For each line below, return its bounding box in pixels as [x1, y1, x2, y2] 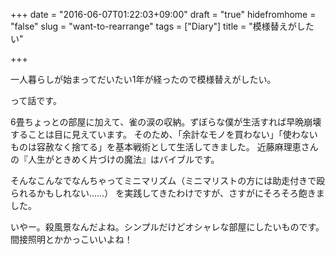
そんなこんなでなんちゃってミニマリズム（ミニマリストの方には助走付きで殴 [10, 175, 326, 186]
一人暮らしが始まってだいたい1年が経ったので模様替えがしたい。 [10, 74, 277, 85]
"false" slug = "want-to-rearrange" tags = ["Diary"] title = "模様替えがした [10, 20, 315, 32]
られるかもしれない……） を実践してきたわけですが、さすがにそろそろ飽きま [10, 187, 325, 199]
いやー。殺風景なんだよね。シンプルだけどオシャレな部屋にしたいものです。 [10, 221, 325, 233]
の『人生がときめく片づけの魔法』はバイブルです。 [10, 154, 220, 165]
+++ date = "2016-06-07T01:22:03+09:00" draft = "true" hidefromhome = [10, 9, 317, 20]
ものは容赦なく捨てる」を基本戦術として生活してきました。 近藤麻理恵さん [10, 141, 319, 153]
